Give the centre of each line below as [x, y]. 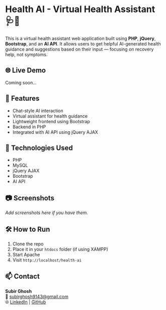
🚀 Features [22, 99]
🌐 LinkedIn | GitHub [26, 302]
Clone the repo [28, 244]
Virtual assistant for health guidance [50, 116]
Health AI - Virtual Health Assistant [80, 9]
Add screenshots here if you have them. [47, 213]
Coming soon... [21, 82]
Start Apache [26, 254]
